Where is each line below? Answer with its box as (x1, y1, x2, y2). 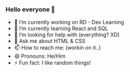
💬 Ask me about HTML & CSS (14, 38, 86, 45)
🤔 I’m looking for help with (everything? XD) (14, 31, 120, 38)
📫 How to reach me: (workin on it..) (14, 44, 101, 51)
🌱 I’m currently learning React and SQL (14, 25, 108, 32)
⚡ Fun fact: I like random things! (14, 59, 91, 67)
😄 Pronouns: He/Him (14, 53, 66, 60)
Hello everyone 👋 (5, 5, 55, 14)
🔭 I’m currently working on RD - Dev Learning (14, 19, 125, 26)
